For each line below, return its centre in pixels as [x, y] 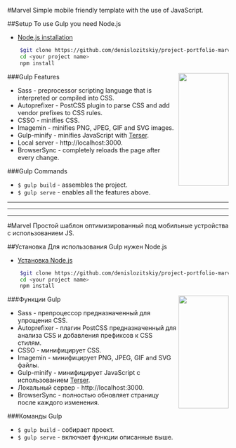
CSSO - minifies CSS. [48, 120]
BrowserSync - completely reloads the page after [89, 150]
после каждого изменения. [58, 402]
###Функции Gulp [34, 299]
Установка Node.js [45, 260]
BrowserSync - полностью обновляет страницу [88, 395]
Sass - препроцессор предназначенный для [84, 313]
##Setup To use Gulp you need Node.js [64, 24]
